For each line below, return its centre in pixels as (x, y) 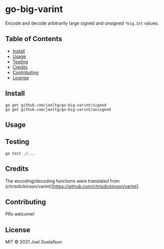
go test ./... (20, 153)
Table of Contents (34, 39)
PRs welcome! (20, 214)
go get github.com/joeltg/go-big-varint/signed (56, 105)
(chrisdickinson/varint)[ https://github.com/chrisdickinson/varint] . (72, 186)
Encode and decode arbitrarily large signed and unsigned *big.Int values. (82, 23)
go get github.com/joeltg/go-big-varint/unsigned (58, 109)
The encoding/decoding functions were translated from (62, 181)
